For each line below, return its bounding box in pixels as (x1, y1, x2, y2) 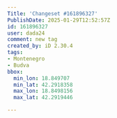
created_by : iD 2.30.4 (7, 42, 73, 49)
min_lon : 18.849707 (13, 74, 70, 82)
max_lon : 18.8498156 (13, 87, 73, 94)
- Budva (7, 62, 30, 69)
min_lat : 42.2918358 (13, 81, 73, 88)
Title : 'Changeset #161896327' (7, 10, 98, 17)
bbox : (7, 68, 23, 75)
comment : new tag (7, 36, 58, 43)
